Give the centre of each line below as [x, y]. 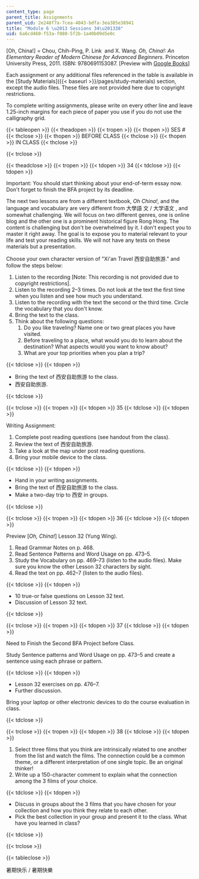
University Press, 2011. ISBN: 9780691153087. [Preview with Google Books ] [98, 64]
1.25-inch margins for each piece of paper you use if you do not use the [94, 112]
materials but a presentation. [41, 247]
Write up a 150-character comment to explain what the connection [96, 775]
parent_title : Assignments [40, 17]
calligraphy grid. [26, 118]
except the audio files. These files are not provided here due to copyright [96, 88]
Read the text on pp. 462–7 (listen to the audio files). [79, 573]
